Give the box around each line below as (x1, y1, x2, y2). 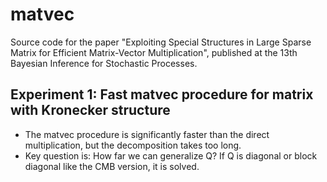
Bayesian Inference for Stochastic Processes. (10, 57, 198, 69)
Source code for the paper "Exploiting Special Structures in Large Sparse (10, 36, 312, 48)
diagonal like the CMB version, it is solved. (24, 160, 200, 172)
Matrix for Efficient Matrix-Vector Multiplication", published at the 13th (10, 46, 298, 58)
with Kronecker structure (10, 102, 171, 119)
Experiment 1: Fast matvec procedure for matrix (10, 86, 314, 103)
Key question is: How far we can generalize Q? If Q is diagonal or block (24, 149, 318, 162)
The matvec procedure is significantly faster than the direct (24, 128, 270, 140)
